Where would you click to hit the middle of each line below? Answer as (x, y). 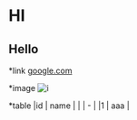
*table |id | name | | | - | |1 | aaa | (69, 106)
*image (22, 88)
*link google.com (40, 70)
